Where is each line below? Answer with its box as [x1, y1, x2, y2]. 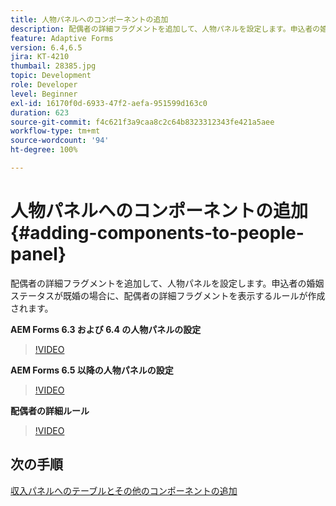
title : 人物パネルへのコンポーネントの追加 [10, 14, 169, 25]
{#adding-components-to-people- [10, 222, 305, 245]
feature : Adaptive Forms [10, 33, 114, 43]
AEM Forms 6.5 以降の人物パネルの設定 [10, 364, 174, 376]
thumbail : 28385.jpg [10, 61, 97, 71]
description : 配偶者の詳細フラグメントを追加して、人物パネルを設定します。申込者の [10, 24, 321, 34]
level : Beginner [10, 89, 78, 99]
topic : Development [10, 71, 92, 81]
